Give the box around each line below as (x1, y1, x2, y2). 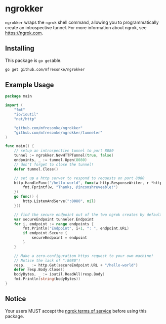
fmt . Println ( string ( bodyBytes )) (14, 276, 81, 281)
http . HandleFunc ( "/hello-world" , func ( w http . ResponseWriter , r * (14, 180, 154, 185)
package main (5, 94, 32, 99)
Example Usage (5, 81, 54, 89)
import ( (5, 103, 23, 108)
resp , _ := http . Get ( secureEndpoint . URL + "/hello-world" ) (14, 263, 138, 268)
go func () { (14, 194, 39, 199)
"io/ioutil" (14, 112, 39, 117)
